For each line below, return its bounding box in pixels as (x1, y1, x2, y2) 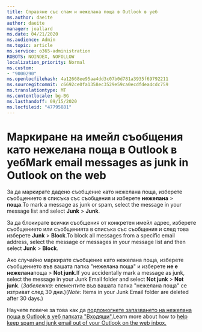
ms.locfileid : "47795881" (7, 104, 72, 110)
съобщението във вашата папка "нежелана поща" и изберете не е (7, 263, 178, 270)
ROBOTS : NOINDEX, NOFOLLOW (7, 54, 75, 60)
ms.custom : (7, 64, 34, 71)
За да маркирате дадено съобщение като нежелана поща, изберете (7, 188, 183, 196)
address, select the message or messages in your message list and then (7, 239, 186, 246)
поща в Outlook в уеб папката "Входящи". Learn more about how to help (7, 313, 188, 320)
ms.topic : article (7, 43, 53, 49)
